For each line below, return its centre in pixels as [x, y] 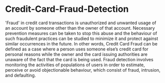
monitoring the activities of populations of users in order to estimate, [75, 65]
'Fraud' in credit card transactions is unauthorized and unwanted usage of [81, 23]
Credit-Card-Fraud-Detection [67, 9]
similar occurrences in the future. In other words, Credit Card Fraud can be [81, 43]
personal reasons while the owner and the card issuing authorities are [76, 54]
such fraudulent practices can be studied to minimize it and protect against [82, 39]
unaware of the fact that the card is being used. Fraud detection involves [79, 59]
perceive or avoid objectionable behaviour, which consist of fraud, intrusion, [83, 70]
